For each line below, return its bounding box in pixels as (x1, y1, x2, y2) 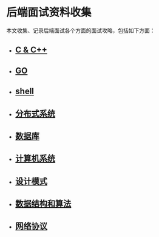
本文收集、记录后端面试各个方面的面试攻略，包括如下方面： (6, 27, 155, 34)
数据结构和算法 (15, 199, 72, 209)
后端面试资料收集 (6, 5, 92, 19)
